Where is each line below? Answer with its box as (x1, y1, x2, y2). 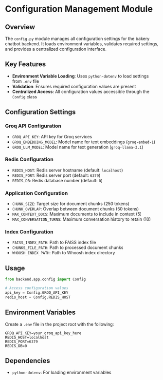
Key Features (5, 60, 46, 69)
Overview (5, 23, 36, 31)
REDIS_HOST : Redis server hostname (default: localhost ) (12, 167, 123, 173)
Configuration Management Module (5, 3, 153, 15)
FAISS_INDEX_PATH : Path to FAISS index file (12, 240, 96, 246)
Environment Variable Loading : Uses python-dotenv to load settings (12, 73, 149, 79)
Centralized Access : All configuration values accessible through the (12, 89, 150, 95)
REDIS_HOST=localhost (5, 335, 49, 340)
